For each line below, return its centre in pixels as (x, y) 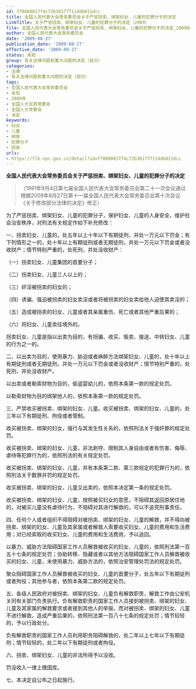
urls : (13, 153)
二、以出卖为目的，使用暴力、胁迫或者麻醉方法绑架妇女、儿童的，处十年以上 (98, 357)
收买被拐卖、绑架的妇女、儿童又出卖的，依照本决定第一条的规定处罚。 (90, 488)
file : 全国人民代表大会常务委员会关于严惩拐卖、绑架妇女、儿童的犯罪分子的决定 (90, 28)
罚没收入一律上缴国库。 (34, 667)
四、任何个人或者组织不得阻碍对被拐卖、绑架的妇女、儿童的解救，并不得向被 (98, 520)
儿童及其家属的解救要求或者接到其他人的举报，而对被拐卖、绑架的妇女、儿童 (98, 608)
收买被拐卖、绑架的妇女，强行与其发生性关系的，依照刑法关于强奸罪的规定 (95, 429)
